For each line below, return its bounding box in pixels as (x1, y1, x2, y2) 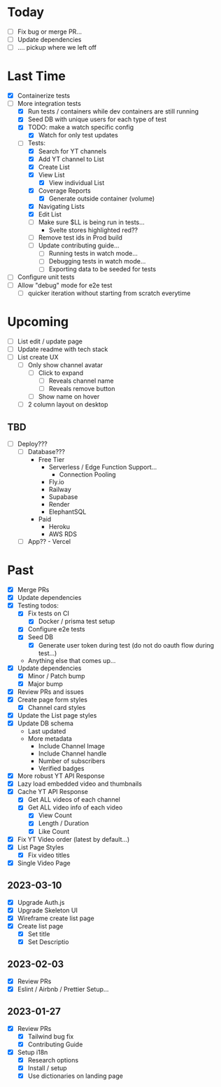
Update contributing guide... (38, 241, 120, 249)
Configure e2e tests (27, 625, 85, 634)
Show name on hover (38, 392, 100, 400)
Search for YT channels (38, 146, 107, 155)
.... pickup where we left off (17, 43, 97, 52)
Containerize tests (17, 92, 71, 100)
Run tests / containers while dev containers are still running (27, 107, 199, 116)
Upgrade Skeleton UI (17, 905, 78, 915)
